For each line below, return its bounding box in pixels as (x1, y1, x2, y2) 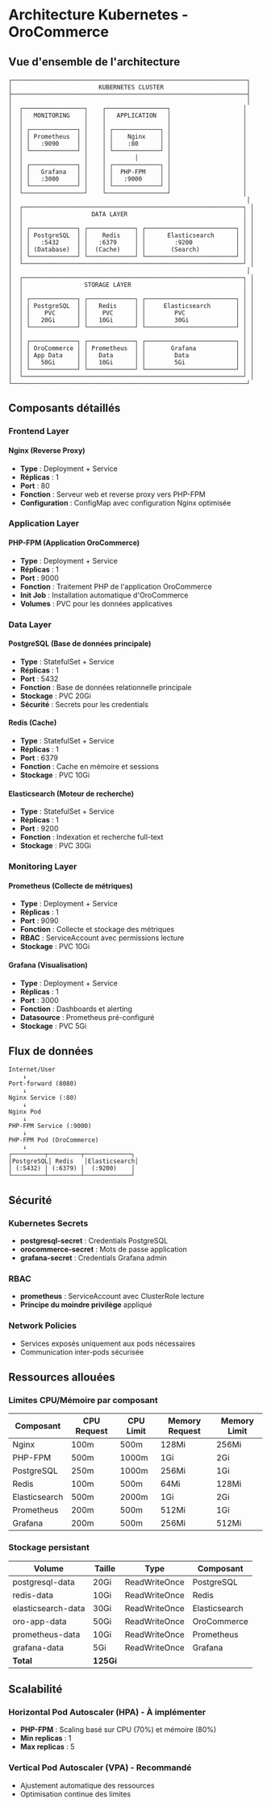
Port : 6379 (19, 752, 59, 763)
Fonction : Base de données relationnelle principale (19, 682, 192, 692)
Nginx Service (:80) (8, 1094, 78, 1102)
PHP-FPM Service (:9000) (8, 1122, 92, 1130)
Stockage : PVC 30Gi (19, 841, 91, 851)
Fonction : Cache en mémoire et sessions (19, 761, 160, 771)
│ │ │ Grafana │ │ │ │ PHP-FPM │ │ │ (8, 168, 248, 176)
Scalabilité (8, 1682, 63, 1696)
